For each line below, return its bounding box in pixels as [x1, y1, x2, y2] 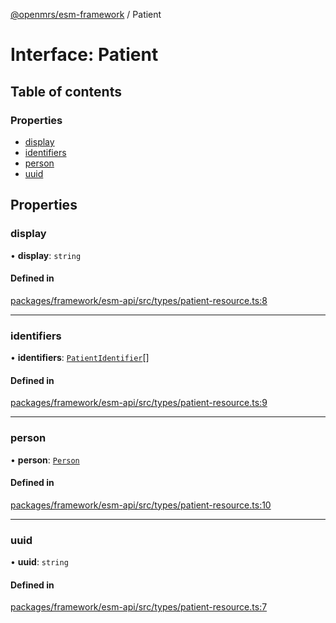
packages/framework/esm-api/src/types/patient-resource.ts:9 [10, 397, 268, 409]
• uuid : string [10, 556, 69, 568]
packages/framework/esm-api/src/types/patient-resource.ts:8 [10, 294, 268, 306]
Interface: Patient [10, 44, 159, 66]
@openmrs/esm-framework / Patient [10, 9, 162, 20]
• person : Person [10, 454, 80, 466]
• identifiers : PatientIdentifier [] [10, 352, 150, 364]
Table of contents [10, 83, 122, 100]
